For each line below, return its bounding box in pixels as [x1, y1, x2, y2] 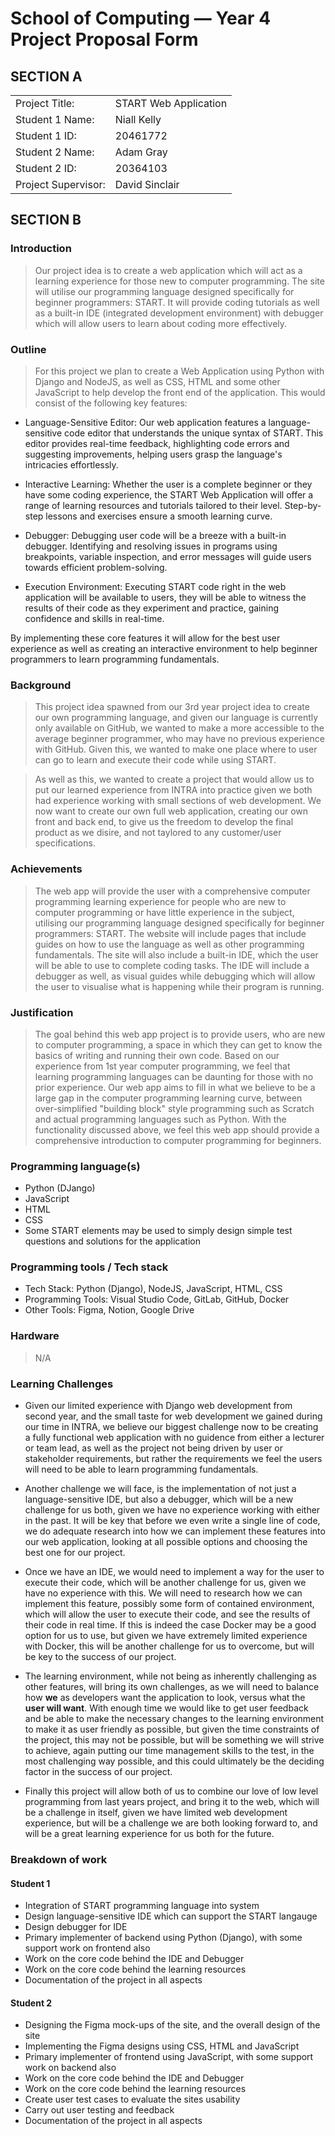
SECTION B [10, 212, 82, 229]
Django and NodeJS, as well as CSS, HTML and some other [34, 375, 281, 387]
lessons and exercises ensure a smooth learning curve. [45, 510, 273, 522]
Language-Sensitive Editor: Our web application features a [24, 416, 267, 428]
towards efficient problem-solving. [24, 561, 168, 573]
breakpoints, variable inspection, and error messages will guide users [24, 550, 312, 562]
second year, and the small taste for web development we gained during [24, 1410, 323, 1422]
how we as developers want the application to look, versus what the [24, 1692, 306, 1704]
